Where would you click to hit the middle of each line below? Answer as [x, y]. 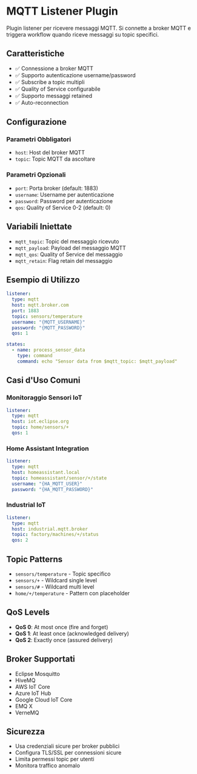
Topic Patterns [35, 559]
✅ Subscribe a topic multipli [50, 82]
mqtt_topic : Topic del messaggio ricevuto [67, 241]
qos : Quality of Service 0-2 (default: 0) [63, 207]
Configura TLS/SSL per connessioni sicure [68, 753]
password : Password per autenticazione [64, 201]
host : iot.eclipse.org [40, 422]
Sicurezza [26, 731]
